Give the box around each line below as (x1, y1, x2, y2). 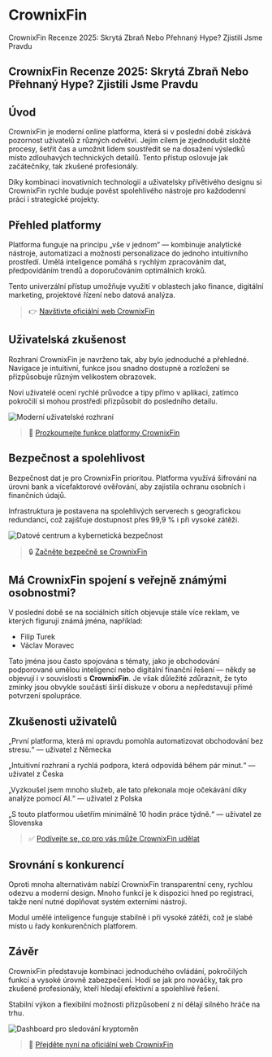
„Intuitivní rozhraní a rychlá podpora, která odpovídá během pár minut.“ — (8, 761, 256, 771)
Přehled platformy (8, 218, 101, 232)
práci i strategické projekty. (8, 194, 100, 204)
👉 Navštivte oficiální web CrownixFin (28, 306, 156, 316)
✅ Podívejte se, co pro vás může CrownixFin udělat (28, 834, 201, 844)
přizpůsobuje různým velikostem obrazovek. (8, 372, 157, 382)
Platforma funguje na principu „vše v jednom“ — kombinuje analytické (8, 239, 242, 249)
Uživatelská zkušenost (8, 333, 127, 347)
